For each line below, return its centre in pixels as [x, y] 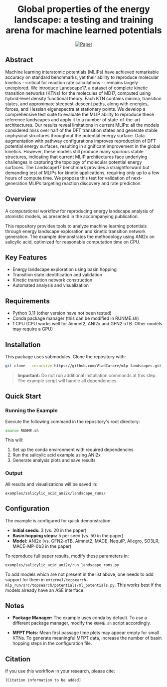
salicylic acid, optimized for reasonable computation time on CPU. [73, 242]
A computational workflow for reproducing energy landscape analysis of [80, 211]
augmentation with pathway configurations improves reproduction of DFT [81, 141]
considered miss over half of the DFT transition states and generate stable [82, 130]
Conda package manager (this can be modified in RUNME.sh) [76, 318]
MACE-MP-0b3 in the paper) [42, 546]
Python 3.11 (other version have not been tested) [62, 313]
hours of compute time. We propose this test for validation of [68, 178]
